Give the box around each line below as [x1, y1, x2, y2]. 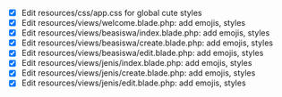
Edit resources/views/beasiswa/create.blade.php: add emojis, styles [21, 37, 274, 48]
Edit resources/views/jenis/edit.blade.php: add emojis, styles [21, 77, 247, 88]
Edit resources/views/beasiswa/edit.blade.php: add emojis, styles [21, 48, 264, 59]
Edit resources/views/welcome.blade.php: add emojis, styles [21, 18, 246, 28]
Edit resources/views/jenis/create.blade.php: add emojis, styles [21, 68, 256, 78]
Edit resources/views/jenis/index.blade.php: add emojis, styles [21, 58, 252, 69]
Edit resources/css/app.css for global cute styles [21, 8, 202, 18]
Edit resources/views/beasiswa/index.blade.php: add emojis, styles [21, 28, 270, 38]
